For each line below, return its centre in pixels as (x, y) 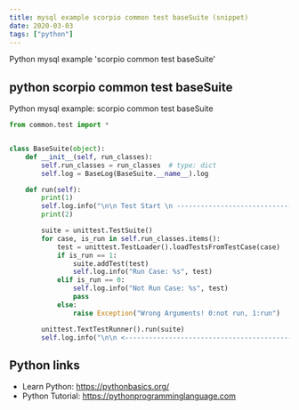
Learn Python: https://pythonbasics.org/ (96, 387)
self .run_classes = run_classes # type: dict (129, 165)
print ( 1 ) (57, 198)
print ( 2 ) (57, 214)
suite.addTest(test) (111, 263)
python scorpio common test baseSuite (121, 87)
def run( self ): (53, 189)
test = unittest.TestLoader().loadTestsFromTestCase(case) (168, 247)
